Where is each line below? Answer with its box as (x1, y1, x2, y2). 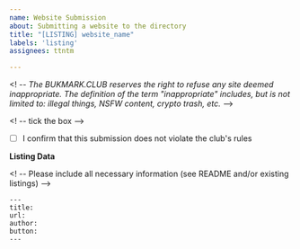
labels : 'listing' (9, 38, 78, 48)
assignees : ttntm (9, 47, 75, 56)
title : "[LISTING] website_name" (9, 30, 135, 39)
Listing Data (9, 151, 56, 162)
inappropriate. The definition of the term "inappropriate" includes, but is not (9, 89, 290, 100)
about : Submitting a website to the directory (9, 22, 187, 31)
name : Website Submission (9, 13, 106, 22)
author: (9, 219, 39, 228)
